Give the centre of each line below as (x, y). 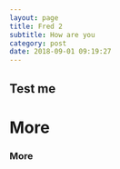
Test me (33, 89)
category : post (38, 43)
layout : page (34, 18)
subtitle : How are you (52, 35)
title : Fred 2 (36, 26)
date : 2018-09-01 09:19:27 (60, 52)
